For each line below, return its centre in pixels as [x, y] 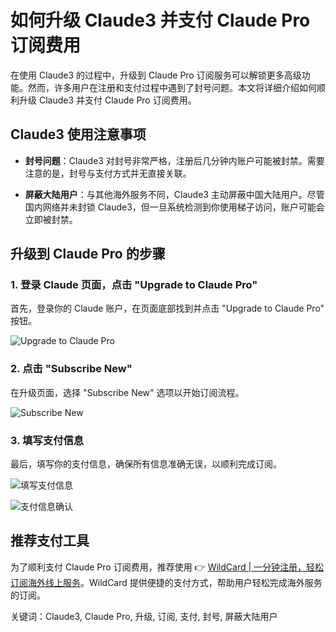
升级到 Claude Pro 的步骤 [88, 254]
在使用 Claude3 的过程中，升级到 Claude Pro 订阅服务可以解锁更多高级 [156, 75]
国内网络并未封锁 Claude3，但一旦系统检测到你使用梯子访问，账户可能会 [174, 207]
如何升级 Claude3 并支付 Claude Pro [160, 20]
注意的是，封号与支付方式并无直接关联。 [108, 173]
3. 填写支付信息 [47, 440]
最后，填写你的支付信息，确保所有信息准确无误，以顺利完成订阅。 [146, 464]
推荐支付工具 [50, 541]
